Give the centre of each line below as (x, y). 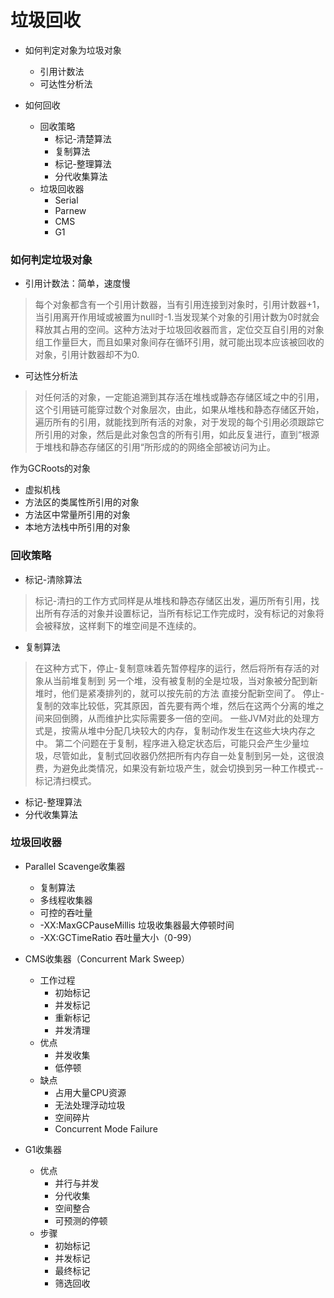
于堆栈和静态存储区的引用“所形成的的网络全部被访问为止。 (155, 447)
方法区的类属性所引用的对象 (82, 502)
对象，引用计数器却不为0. (87, 355)
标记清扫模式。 (65, 780)
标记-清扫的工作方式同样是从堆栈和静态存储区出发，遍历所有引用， (173, 600)
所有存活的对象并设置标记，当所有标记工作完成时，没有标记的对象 (179, 613)
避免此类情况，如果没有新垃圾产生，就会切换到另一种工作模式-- (192, 768)
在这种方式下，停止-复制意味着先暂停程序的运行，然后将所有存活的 (173, 668)
